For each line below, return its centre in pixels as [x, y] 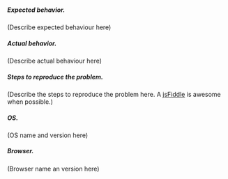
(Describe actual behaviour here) [55, 61]
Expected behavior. [36, 10]
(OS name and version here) [48, 135]
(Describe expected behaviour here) [59, 27]
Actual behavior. [32, 43]
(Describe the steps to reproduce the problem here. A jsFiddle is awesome [114, 94]
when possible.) [30, 102]
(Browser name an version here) [53, 169]
